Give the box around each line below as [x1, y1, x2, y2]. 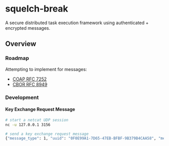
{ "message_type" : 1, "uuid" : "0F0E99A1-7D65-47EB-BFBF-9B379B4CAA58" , [5, 136, 156, 141]
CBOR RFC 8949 [12, 81, 48, 87]
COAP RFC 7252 [12, 76, 47, 82]
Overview [5, 40, 37, 48]
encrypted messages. [5, 25, 50, 31]
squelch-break [5, 3, 68, 15]
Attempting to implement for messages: [5, 66, 87, 72]
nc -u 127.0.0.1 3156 [5, 122, 51, 127]
